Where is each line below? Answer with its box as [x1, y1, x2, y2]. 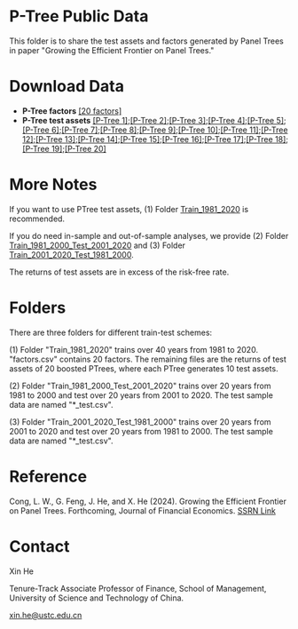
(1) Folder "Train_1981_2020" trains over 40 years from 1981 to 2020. [9, 344, 259, 354]
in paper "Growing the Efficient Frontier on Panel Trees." [9, 44, 215, 55]
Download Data [9, 76, 124, 97]
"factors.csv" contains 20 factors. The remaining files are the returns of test [9, 354, 286, 364]
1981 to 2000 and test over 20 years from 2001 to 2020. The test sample [9, 389, 273, 401]
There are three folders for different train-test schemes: [9, 327, 213, 338]
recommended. [9, 213, 65, 224]
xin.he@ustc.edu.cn [9, 609, 82, 620]
